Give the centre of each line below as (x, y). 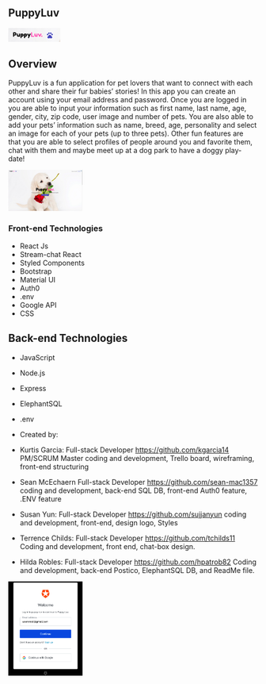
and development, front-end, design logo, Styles (99, 522)
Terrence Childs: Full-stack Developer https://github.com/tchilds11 (127, 538)
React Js (34, 246)
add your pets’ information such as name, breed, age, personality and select (133, 125)
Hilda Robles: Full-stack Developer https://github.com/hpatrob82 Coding (138, 562)
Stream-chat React (50, 254)
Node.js (32, 373)
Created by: (39, 434)
